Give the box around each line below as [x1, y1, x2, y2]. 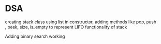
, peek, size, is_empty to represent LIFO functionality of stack [5, 24, 127, 29]
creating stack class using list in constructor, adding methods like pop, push [5, 19, 157, 25]
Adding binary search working [5, 33, 65, 39]
